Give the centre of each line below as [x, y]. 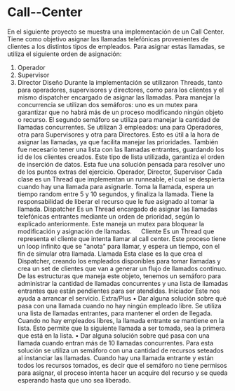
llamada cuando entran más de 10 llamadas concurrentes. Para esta [115, 343]
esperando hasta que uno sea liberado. [74, 380]
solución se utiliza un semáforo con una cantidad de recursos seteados [121, 350]
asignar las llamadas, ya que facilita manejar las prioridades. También [118, 142]
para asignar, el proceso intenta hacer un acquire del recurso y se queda [122, 373]
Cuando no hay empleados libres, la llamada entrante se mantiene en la [121, 320]
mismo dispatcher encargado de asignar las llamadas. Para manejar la [119, 97]
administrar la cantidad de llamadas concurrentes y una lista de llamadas [123, 283]
